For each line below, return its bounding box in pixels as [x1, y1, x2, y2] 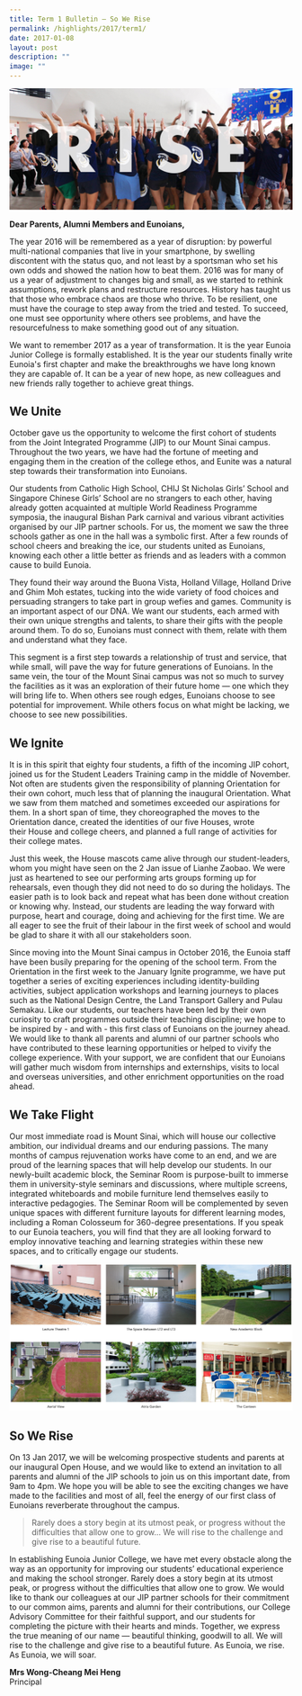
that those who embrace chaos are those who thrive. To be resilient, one [9, 293, 278, 304]
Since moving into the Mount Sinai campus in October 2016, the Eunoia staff [9, 947, 291, 958]
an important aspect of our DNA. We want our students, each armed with [9, 606, 280, 616]
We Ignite [9, 735, 65, 750]
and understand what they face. [9, 634, 128, 645]
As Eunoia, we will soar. [9, 1649, 97, 1660]
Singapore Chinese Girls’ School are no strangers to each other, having [9, 493, 272, 504]
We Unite [9, 403, 62, 418]
